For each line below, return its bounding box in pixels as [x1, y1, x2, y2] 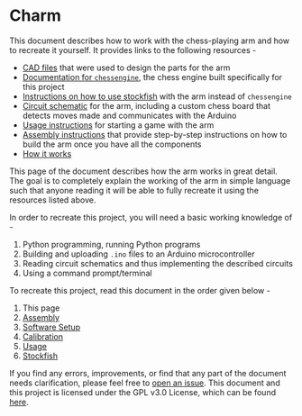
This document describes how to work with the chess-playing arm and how [9, 35, 290, 46]
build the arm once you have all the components [22, 139, 202, 149]
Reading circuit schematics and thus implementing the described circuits [22, 258, 293, 268]
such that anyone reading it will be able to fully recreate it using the [9, 185, 260, 195]
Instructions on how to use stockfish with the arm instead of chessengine [22, 91, 292, 102]
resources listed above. [9, 194, 96, 205]
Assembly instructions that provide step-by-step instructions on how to [22, 129, 288, 140]
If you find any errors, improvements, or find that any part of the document [9, 367, 287, 378]
